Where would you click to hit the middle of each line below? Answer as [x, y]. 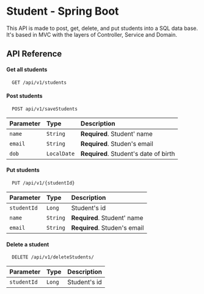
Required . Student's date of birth [128, 153]
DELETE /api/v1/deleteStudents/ [53, 257]
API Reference [34, 54]
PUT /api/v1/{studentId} [43, 183]
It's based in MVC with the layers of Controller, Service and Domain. [92, 34]
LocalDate [60, 153]
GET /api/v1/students [39, 83]
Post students [24, 96]
